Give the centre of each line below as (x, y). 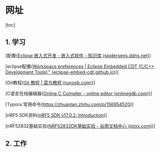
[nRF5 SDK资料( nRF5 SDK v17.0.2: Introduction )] (56, 115)
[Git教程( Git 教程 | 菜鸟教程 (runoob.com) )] (50, 83)
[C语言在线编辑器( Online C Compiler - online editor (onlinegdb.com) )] (79, 93)
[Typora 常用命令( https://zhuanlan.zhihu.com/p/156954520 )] (69, 104)
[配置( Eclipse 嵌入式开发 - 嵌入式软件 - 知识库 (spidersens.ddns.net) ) (78, 55)
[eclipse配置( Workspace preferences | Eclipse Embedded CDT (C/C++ (80, 66)
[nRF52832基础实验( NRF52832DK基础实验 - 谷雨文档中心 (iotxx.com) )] (80, 126)
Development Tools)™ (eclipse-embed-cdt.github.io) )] (62, 72)
